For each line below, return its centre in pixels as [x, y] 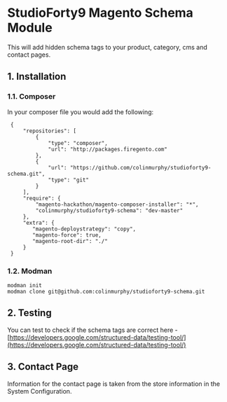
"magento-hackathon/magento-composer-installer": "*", [117, 205]
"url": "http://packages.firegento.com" [108, 149]
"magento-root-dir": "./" [70, 241]
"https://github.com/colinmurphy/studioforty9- [140, 167]
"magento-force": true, [67, 235]
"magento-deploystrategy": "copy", [84, 229]
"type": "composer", [78, 143]
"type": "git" [69, 180]
